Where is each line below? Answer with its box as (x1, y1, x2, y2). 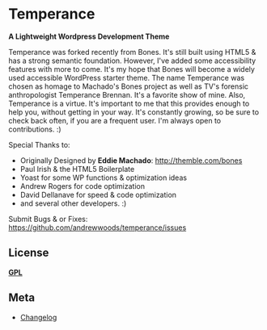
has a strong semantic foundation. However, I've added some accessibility (8, 56, 256, 65)
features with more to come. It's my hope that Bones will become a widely (8, 64, 255, 73)
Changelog (19, 312, 57, 322)
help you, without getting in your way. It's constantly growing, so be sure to (8, 107, 260, 117)
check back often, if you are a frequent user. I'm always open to (8, 115, 221, 125)
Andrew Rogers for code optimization (19, 181, 146, 190)
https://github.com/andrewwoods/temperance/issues (8, 223, 187, 232)
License (8, 246, 49, 260)
